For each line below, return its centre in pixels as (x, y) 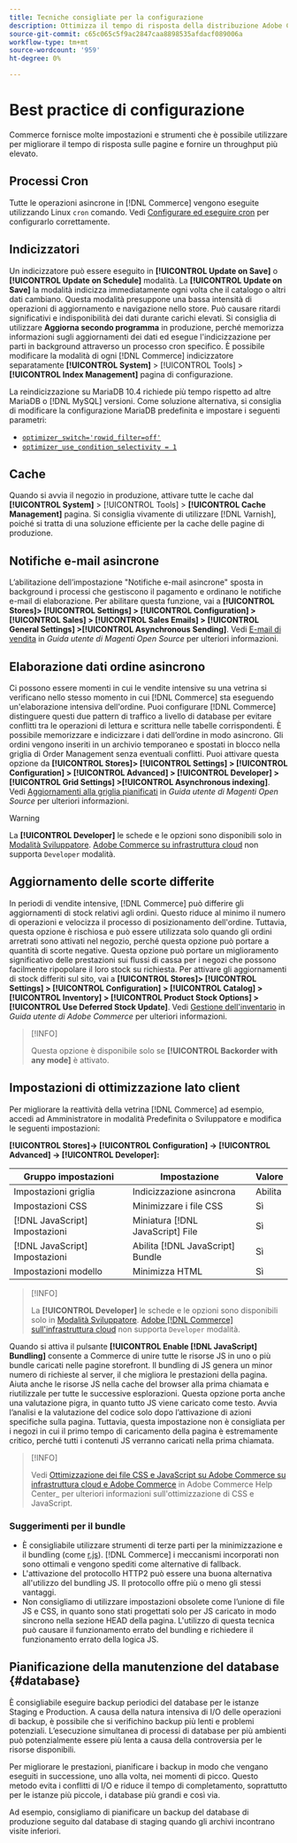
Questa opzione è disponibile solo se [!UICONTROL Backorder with (154, 1050)
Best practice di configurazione (127, 110)
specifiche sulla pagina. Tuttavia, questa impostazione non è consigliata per (147, 1421)
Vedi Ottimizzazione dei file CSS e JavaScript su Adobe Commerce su (158, 1474)
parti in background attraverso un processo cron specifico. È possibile (137, 346)
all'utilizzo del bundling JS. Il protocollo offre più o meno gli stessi (141, 1582)
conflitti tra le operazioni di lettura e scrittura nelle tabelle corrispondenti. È (145, 726)
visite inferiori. (35, 1831)
